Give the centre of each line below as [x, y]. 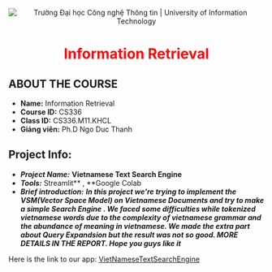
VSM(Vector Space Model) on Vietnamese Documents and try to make [142, 200]
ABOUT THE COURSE [63, 84]
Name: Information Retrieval [67, 103]
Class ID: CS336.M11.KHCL [66, 121]
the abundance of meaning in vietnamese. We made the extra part [135, 226]
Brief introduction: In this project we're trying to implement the [128, 192]
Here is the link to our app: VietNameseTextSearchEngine [104, 259]
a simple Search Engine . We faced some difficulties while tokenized [138, 209]
